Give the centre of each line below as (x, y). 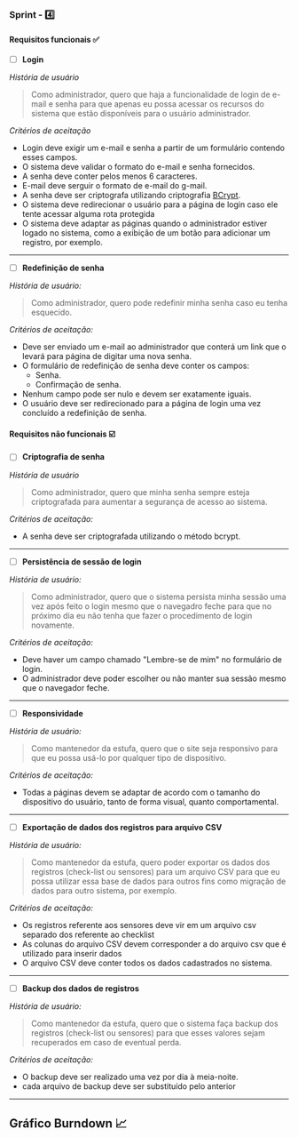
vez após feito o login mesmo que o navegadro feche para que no (151, 606)
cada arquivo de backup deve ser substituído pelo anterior (129, 1086)
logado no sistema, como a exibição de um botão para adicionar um (146, 233)
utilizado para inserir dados (72, 953)
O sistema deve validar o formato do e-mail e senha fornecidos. (138, 167)
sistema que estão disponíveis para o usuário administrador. (141, 114)
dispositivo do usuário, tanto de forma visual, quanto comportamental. (150, 801)
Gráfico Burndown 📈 (68, 1124)
